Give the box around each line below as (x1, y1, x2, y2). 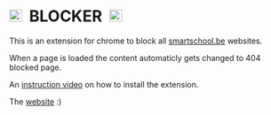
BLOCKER (28, 6, 103, 27)
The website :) (9, 96, 62, 107)
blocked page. (9, 62, 62, 73)
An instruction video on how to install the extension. (9, 79, 199, 89)
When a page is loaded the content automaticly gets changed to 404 (9, 52, 261, 63)
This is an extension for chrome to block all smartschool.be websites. (9, 35, 263, 46)
